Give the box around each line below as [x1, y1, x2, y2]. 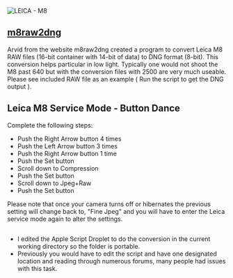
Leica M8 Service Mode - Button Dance [7, 102, 181, 114]
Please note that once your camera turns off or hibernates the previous [7, 199, 211, 208]
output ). [7, 82, 32, 91]
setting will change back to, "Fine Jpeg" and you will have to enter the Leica [7, 207, 225, 215]
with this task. [17, 265, 58, 273]
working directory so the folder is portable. [17, 242, 140, 251]
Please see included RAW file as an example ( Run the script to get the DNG [7, 75, 224, 83]
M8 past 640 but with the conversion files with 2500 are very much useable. [7, 67, 227, 76]
